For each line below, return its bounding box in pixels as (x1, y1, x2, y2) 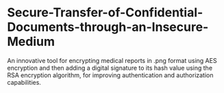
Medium (7, 34, 55, 49)
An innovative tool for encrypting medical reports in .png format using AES (7, 56, 217, 64)
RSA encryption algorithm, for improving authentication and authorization (7, 70, 214, 79)
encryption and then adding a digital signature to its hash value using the (7, 64, 213, 72)
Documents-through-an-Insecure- (7, 19, 209, 35)
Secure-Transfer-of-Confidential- (7, 5, 203, 21)
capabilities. (7, 78, 41, 86)
